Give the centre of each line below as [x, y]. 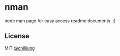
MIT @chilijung [20, 48]
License [17, 36]
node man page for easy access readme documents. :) [60, 21]
